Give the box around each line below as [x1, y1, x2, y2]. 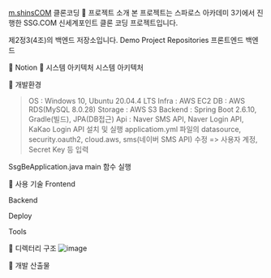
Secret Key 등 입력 [28, 145, 89, 154]
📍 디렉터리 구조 [8, 243, 57, 253]
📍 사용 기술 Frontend [8, 179, 75, 189]
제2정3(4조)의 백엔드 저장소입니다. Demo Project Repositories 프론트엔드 [8, 36, 244, 45]
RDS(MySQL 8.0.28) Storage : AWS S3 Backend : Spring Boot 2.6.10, [28, 105, 257, 114]
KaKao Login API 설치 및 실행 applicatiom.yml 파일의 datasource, [28, 125, 242, 134]
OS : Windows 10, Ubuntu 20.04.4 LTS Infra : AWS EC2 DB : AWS [28, 96, 246, 105]
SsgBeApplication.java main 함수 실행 [8, 162, 131, 171]
